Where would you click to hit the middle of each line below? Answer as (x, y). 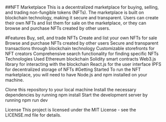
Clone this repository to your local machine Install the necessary (71, 90)
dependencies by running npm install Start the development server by (76, 95)
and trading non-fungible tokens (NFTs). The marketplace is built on (75, 12)
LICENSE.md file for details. (33, 115)
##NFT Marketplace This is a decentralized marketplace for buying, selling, (82, 7)
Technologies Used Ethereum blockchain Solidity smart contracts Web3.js (81, 59)
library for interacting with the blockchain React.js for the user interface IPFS (83, 64)
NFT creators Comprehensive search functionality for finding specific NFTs (82, 54)
